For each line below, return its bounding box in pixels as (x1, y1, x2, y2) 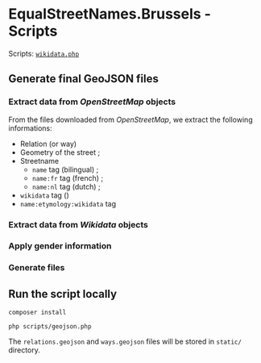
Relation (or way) (19, 139, 77, 148)
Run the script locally (8, 287, 118, 301)
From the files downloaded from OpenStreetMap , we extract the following (8, 115, 253, 124)
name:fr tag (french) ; (31, 173, 103, 182)
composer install (8, 308, 67, 317)
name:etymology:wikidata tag (19, 198, 117, 208)
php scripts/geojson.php (8, 323, 92, 331)
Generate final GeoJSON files (8, 72, 159, 86)
